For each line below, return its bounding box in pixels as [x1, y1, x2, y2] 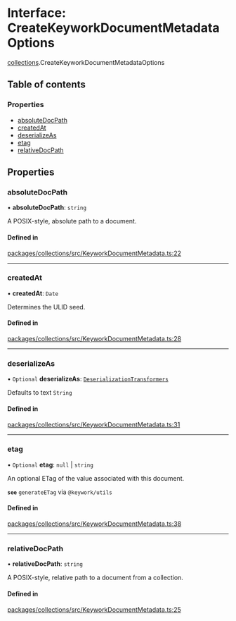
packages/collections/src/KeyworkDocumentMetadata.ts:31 [7, 420, 181, 429]
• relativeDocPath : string [7, 560, 83, 568]
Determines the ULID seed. [7, 302, 86, 311]
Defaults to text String [7, 388, 72, 397]
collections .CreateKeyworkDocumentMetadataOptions [7, 58, 165, 66]
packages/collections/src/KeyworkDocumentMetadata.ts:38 [7, 519, 182, 528]
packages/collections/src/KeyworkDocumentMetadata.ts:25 [7, 605, 181, 614]
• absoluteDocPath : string [7, 203, 86, 212]
